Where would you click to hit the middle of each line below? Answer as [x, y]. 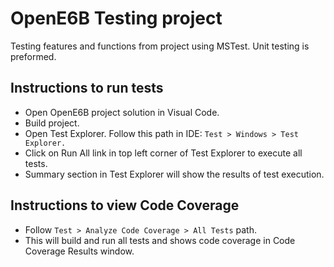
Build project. [52, 123]
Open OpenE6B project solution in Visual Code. [122, 112]
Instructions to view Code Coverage [125, 205]
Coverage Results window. [79, 251]
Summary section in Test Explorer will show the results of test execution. [174, 174]
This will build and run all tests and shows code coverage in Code [160, 240]
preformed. [33, 56]
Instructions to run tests [87, 88]
